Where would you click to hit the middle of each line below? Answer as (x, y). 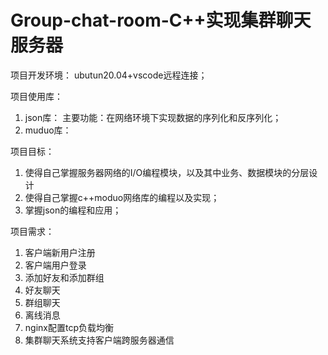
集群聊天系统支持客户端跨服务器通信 (99, 340)
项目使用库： (36, 96)
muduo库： (48, 130)
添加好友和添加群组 (64, 277)
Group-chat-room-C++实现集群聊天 (161, 20)
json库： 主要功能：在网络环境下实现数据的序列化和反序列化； (153, 117)
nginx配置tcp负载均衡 (69, 327)
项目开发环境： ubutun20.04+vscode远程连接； (109, 75)
